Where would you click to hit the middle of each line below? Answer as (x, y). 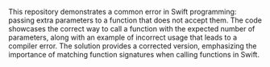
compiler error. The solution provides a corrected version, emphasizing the (133, 46)
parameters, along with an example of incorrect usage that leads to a (123, 37)
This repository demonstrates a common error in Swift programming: (123, 12)
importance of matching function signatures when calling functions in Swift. (134, 54)
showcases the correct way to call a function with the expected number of (132, 29)
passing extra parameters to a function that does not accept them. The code (135, 20)
